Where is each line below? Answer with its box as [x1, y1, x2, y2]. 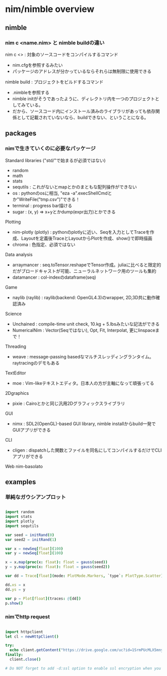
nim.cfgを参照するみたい [12, 62, 63, 68]
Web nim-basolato [5, 463, 43, 469]
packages [5, 129, 36, 138]
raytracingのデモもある [12, 360, 60, 366]
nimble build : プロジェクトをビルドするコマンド [5, 79, 104, 85]
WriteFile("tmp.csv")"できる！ [19, 196, 81, 202]
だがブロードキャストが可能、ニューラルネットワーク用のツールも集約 [12, 268, 157, 274]
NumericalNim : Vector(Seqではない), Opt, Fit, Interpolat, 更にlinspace [12, 327, 156, 333]
